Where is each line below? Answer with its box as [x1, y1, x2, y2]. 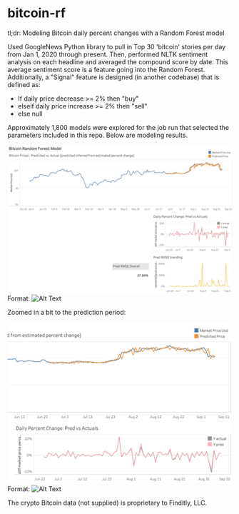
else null [17, 109, 43, 118]
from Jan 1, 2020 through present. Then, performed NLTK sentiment [7, 50, 208, 59]
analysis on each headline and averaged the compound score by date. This [7, 57, 228, 66]
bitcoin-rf [7, 5, 66, 21]
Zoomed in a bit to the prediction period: [7, 308, 126, 316]
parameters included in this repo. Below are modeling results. [7, 131, 188, 139]
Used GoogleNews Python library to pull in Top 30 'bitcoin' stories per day [7, 42, 226, 51]
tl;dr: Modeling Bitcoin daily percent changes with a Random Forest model [7, 29, 225, 37]
